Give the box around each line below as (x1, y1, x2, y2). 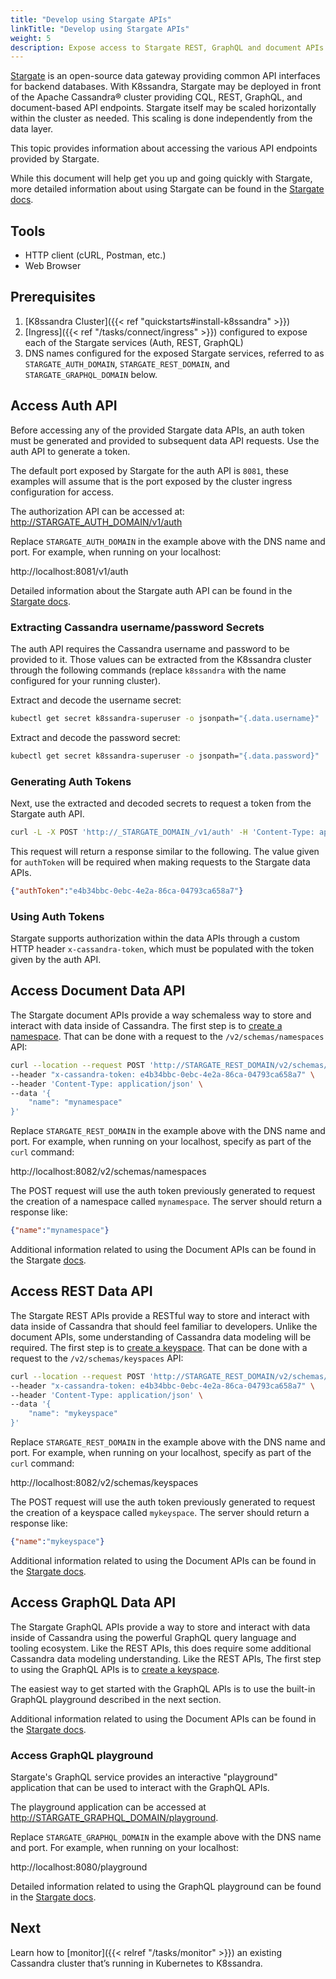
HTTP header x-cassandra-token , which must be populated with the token (10, 943, 315, 955)
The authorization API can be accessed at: (10, 505, 185, 517)
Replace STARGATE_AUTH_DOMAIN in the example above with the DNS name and (10, 535, 326, 547)
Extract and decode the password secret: (10, 731, 181, 743)
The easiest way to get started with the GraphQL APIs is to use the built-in (10, 1682, 316, 1695)
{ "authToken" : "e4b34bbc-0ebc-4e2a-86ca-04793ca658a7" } (10, 886, 244, 896)
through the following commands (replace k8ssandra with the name (10, 664, 287, 676)
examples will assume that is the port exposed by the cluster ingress (10, 475, 293, 487)
